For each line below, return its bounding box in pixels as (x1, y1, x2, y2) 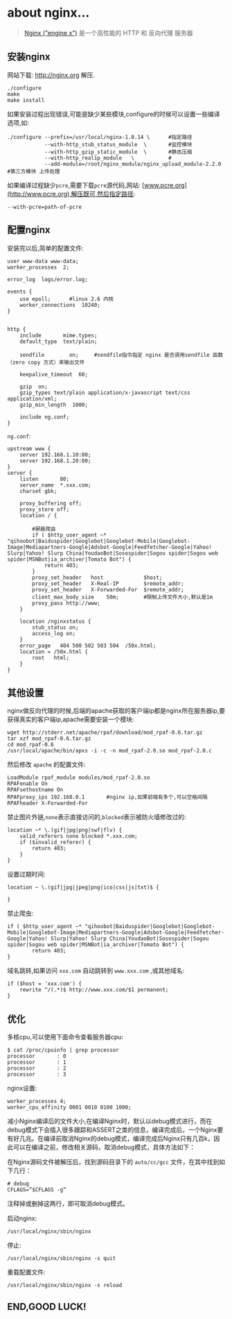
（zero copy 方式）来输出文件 (7, 359, 85, 366)
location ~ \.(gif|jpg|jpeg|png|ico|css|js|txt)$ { (7, 884, 159, 891)
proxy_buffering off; (19, 500, 82, 507)
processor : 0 (7, 1053, 67, 1060)
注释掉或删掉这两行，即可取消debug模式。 (7, 1200, 130, 1208)
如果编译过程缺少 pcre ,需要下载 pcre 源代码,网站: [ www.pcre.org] (7, 180, 187, 189)
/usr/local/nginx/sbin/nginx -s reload (7, 1282, 123, 1289)
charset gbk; (19, 487, 57, 494)
